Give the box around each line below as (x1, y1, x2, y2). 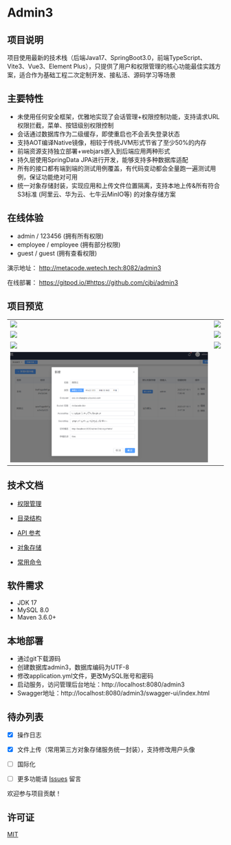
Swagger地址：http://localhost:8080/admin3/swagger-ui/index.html (16, 689, 210, 698)
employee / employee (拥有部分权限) (16, 240, 121, 249)
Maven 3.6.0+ (16, 613, 57, 622)
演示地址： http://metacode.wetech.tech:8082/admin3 (7, 263, 162, 272)
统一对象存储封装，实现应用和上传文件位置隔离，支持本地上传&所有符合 (16, 181, 220, 190)
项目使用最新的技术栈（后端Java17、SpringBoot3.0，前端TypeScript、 (7, 54, 206, 61)
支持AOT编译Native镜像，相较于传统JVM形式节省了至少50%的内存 (16, 138, 207, 146)
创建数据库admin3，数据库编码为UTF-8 (16, 663, 129, 671)
